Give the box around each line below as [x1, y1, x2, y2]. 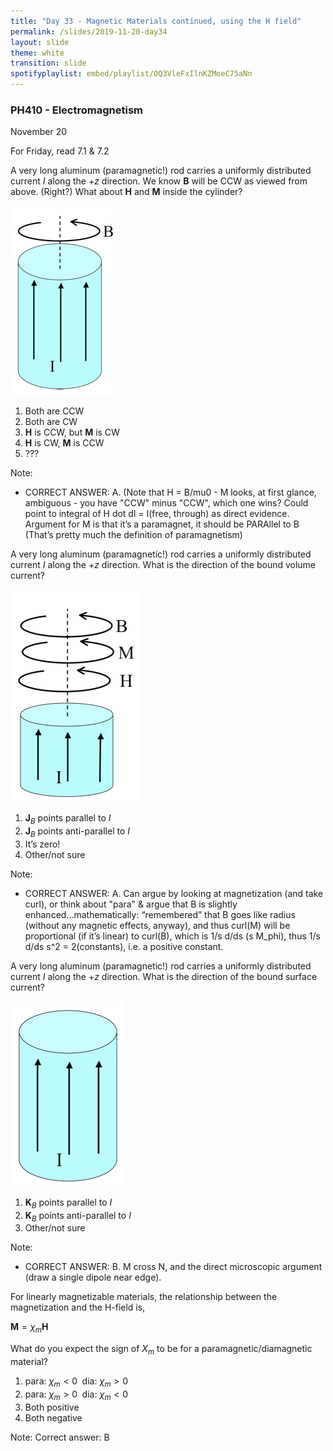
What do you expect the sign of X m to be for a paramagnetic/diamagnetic [10, 1343, 313, 1357]
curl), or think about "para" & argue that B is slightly [24, 898, 238, 910]
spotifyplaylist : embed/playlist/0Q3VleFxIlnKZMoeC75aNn [10, 69, 253, 79]
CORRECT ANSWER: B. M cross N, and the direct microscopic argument [24, 1261, 323, 1273]
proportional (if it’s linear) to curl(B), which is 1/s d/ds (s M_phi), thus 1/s [24, 930, 321, 942]
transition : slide [10, 58, 87, 69]
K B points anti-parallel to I [24, 1209, 132, 1224]
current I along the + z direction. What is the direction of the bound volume [10, 559, 317, 571]
